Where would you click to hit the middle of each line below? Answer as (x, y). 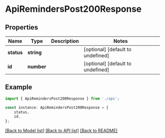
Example (19, 87)
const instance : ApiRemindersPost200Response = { (57, 107)
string (34, 52)
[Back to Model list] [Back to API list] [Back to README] (61, 131)
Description (65, 41)
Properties (22, 27)
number (37, 67)
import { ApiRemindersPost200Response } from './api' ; (62, 99)
